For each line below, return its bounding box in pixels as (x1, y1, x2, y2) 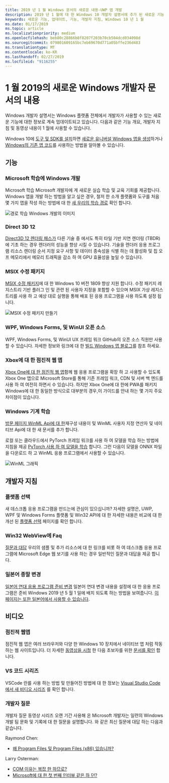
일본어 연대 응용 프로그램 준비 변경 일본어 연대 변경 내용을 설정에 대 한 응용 (5, 583, 151, 589)
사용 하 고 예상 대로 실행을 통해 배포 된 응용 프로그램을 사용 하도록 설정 (18, 293, 157, 299)
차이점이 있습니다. (5, 394, 41, 400)
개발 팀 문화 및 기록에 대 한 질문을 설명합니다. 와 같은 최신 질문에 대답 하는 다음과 (5, 718, 163, 725)
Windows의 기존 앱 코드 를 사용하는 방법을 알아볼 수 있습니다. (5, 142, 125, 148)
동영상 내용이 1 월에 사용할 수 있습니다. (16, 125, 92, 131)
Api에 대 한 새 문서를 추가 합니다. (14, 427, 79, 433)
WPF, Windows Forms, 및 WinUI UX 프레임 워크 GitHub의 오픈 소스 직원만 (5, 336, 153, 342)
